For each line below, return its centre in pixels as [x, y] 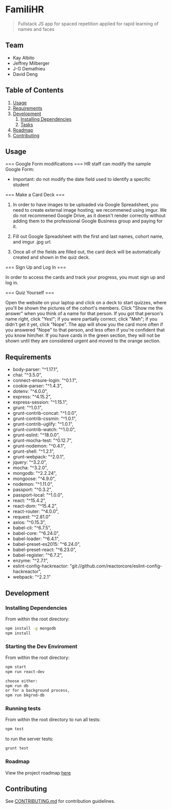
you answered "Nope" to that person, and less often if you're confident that [85, 330]
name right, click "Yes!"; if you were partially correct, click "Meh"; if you [81, 319]
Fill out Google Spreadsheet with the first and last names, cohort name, [88, 236]
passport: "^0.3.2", [32, 490]
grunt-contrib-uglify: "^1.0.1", [43, 424]
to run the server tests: [30, 739]
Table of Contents [35, 90]
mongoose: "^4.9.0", [34, 479]
